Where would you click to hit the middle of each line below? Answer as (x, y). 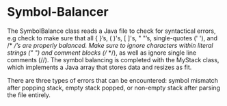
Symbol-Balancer (58, 12)
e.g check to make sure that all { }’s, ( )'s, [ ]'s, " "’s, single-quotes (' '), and (112, 38)
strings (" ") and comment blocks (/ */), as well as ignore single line (102, 53)
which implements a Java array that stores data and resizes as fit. (99, 67)
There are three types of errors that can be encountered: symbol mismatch (113, 80)
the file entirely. (29, 95)
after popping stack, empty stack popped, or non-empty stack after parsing (114, 88)
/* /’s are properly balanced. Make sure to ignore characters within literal (110, 45)
